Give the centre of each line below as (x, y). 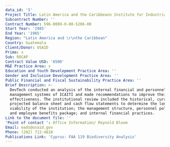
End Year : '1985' (24, 33)
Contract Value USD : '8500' (35, 62)
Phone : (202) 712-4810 (29, 132)
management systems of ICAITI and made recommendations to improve (82, 94)
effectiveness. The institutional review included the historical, (82, 99)
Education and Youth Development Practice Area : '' (61, 71)
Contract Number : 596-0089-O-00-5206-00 (49, 24)
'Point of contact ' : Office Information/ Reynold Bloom (67, 122)
